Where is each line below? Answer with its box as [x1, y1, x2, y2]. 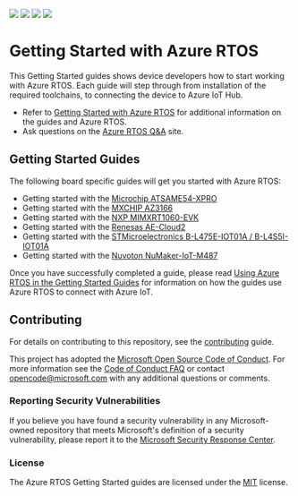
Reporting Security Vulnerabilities [9, 395, 161, 407]
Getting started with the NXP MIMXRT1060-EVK [21, 211, 200, 223]
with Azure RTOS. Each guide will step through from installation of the [9, 80, 267, 90]
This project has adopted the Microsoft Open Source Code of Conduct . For [9, 354, 285, 364]
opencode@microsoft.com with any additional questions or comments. [9, 372, 270, 383]
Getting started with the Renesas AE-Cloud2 [21, 221, 186, 232]
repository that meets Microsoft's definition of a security [36, 424, 244, 435]
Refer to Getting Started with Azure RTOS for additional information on [21, 107, 282, 117]
